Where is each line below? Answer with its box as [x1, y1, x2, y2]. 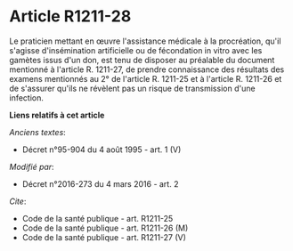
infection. [9, 92, 45, 103]
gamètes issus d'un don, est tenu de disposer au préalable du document [9, 54, 275, 65]
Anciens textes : [9, 126, 67, 137]
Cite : [9, 196, 27, 206]
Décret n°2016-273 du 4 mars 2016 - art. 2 [21, 178, 179, 189]
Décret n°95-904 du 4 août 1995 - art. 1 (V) [21, 144, 182, 155]
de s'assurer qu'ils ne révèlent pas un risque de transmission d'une [9, 83, 256, 93]
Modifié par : [9, 161, 55, 172]
